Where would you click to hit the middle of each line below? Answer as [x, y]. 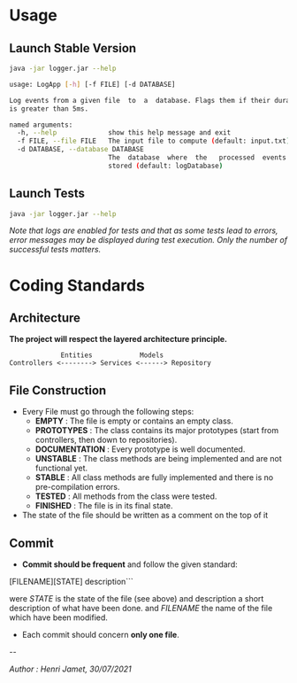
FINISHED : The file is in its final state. [104, 506]
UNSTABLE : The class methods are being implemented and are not [159, 459]
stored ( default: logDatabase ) [165, 166]
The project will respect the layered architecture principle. [118, 339]
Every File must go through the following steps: [108, 412]
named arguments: [41, 125]
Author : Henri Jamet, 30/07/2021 [71, 669]
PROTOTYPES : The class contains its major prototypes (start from [157, 431]
